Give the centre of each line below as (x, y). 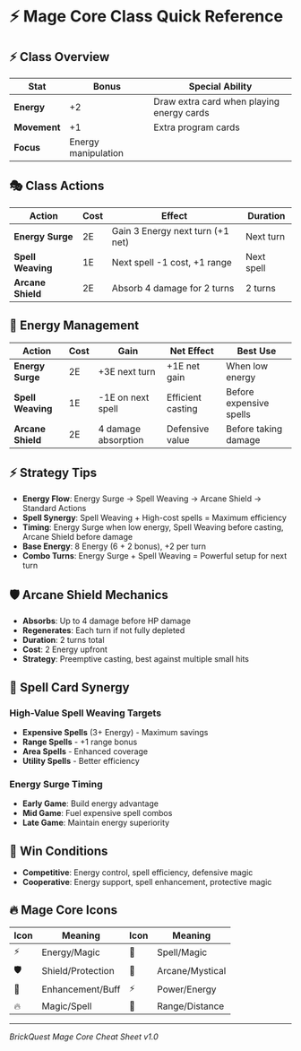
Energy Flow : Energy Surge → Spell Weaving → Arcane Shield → (142, 499)
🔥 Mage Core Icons (64, 910)
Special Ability (220, 87)
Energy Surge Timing (56, 784)
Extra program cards (197, 127)
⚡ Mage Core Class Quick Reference (146, 17)
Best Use (257, 351)
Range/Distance (190, 1006)
